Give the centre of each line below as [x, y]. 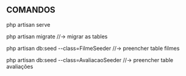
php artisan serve [28, 24]
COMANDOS [31, 10]
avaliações [20, 66]
